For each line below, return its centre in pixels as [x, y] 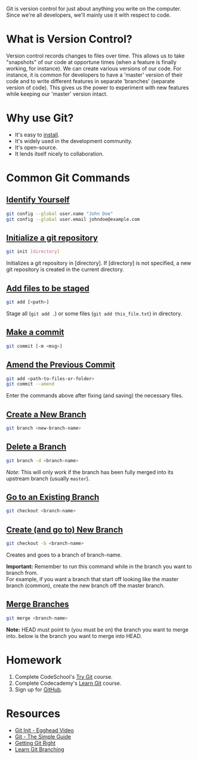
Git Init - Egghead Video [44, 730]
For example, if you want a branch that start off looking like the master [92, 579]
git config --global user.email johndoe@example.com [73, 219]
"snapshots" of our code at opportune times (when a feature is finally [92, 62]
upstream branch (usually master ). [48, 478]
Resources [33, 713]
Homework [34, 660]
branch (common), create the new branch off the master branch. [86, 585]
